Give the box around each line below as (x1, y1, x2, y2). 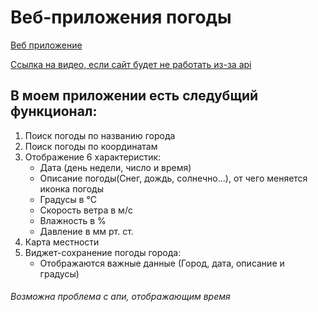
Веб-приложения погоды (10, 6, 232, 29)
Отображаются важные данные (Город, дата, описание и (39, 257, 285, 269)
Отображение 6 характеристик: (24, 151, 162, 163)
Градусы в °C (39, 193, 98, 205)
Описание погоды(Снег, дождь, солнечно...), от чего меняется (39, 172, 308, 184)
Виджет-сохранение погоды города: (24, 246, 182, 258)
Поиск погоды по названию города (24, 129, 176, 141)
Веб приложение (10, 39, 83, 51)
